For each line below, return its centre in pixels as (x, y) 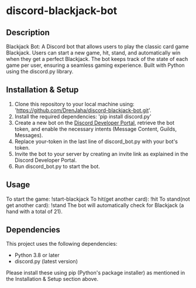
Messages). (29, 135)
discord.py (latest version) (46, 262)
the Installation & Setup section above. (52, 279)
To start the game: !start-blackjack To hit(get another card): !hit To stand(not (98, 199)
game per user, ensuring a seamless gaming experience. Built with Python (96, 65)
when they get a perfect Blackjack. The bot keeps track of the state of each (97, 59)
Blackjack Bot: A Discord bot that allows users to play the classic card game (97, 46)
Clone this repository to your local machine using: (74, 104)
